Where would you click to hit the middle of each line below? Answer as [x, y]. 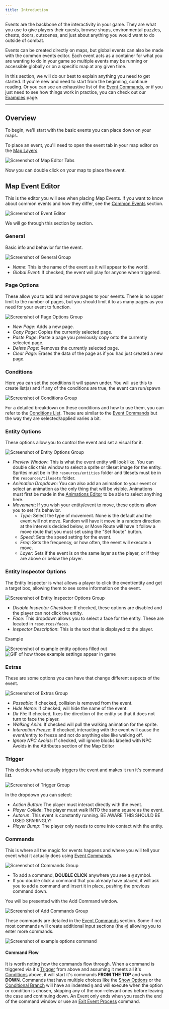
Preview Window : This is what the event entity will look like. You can [83, 462]
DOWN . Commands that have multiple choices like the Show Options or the [83, 980]
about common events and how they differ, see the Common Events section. [84, 204]
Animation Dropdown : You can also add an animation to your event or [84, 484]
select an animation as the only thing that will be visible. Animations [82, 489]
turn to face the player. [36, 719]
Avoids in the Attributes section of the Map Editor [63, 746]
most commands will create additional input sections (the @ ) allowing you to [83, 926]
